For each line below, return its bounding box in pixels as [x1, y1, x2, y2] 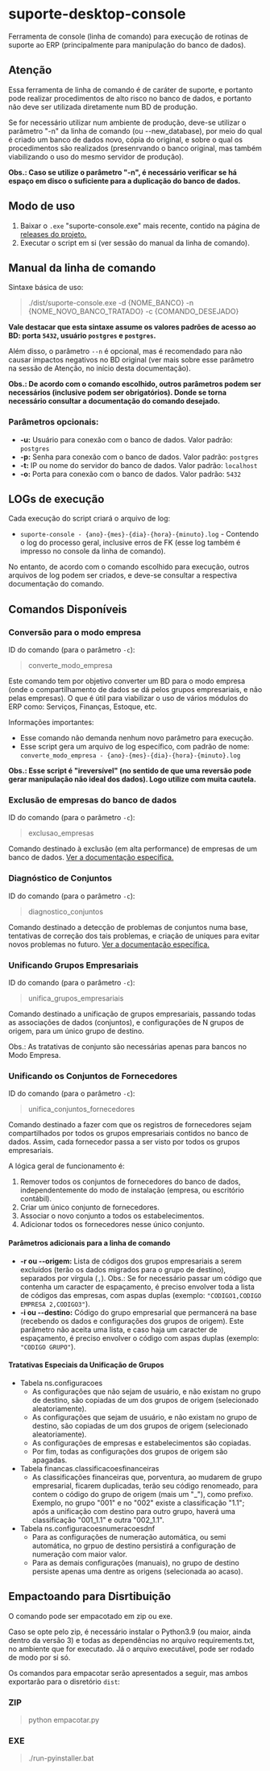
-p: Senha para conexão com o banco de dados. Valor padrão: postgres [19, 452, 260, 462]
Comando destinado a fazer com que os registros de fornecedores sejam [8, 1120, 252, 1130]
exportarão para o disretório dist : [8, 1677, 121, 1686]
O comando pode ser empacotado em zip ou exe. [8, 1611, 173, 1620]
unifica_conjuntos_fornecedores [27, 1105, 135, 1114]
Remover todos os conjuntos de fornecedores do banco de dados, [19, 1177, 241, 1187]
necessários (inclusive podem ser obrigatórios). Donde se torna [8, 388, 227, 397]
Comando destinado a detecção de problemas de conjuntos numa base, [8, 922, 248, 931]
